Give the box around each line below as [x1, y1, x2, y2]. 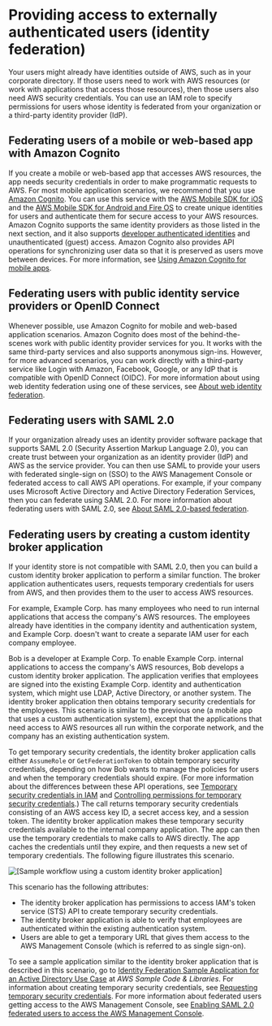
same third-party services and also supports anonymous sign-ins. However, [8, 347, 263, 357]
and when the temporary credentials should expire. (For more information [8, 773, 254, 783]
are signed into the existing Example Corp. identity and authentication [8, 680, 242, 690]
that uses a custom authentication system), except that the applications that [8, 714, 262, 724]
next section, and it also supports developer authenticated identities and [8, 228, 250, 238]
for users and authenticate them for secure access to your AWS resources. [8, 211, 259, 221]
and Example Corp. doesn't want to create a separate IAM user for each [8, 630, 249, 639]
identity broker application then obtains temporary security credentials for [8, 697, 256, 707]
